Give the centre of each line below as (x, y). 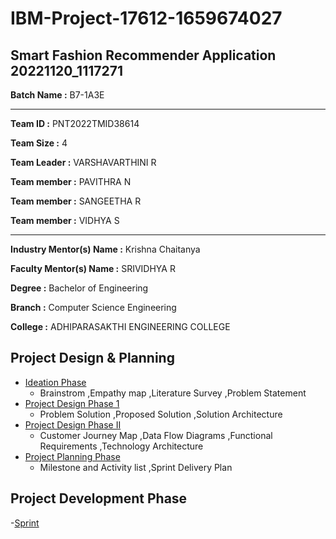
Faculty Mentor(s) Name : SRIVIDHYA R (93, 268)
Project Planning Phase (72, 456)
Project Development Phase (99, 498)
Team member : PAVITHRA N (71, 181)
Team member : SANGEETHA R (76, 201)
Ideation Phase (55, 382)
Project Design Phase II (73, 424)
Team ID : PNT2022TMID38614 (75, 123)
